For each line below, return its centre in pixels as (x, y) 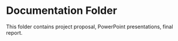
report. (14, 32)
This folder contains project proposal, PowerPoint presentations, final (90, 27)
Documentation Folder (61, 11)
